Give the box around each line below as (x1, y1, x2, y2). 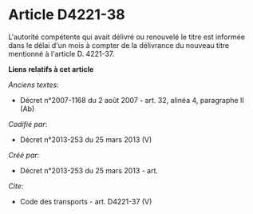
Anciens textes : (8, 80, 60, 89)
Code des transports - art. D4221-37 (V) (19, 196, 152, 206)
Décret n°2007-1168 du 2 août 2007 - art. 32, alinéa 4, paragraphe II (19, 95, 245, 105)
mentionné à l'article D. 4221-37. (8, 49, 115, 58)
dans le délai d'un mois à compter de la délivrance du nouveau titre (8, 40, 230, 50)
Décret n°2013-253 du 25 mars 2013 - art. (19, 165, 158, 175)
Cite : (8, 181, 24, 191)
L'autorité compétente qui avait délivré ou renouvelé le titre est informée (8, 32, 246, 42)
